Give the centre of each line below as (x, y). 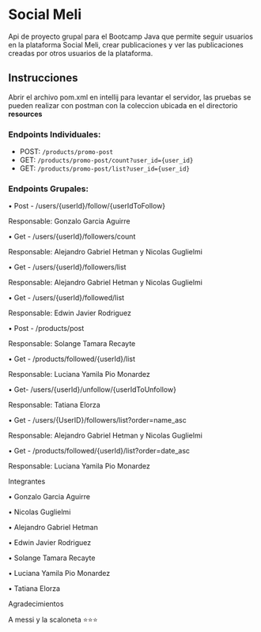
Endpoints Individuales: (55, 134)
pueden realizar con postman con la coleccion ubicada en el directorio (123, 105)
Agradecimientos (36, 604)
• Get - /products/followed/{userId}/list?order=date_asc (99, 451)
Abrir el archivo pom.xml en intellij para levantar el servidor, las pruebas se (130, 97)
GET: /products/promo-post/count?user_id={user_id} (106, 160)
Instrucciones (43, 78)
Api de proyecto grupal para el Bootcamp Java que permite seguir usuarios (130, 36)
